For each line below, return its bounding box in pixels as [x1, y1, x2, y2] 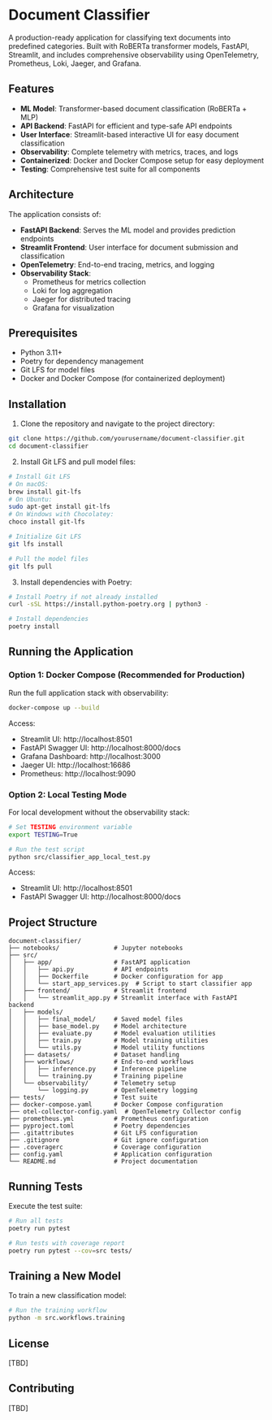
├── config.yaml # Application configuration [8, 1150, 213, 1159]
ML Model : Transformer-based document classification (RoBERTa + [19, 103, 248, 113]
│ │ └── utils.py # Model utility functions [8, 1044, 205, 1052]
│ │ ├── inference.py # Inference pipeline [8, 1065, 187, 1074]
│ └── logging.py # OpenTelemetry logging [8, 1087, 198, 1095]
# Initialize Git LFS [8, 532, 82, 541]
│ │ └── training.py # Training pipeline [8, 1072, 183, 1080]
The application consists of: [8, 209, 101, 219]
